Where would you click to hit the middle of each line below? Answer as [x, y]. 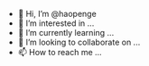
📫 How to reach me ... [60, 52]
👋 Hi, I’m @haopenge [57, 14]
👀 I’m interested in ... [56, 23]
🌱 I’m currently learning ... [66, 33]
